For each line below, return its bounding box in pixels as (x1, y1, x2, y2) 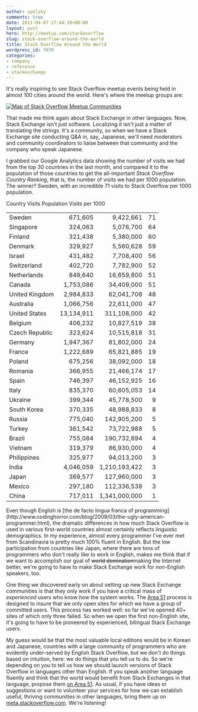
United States (9, 309, 47, 317)
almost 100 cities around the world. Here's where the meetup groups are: (6, 92, 184, 99)
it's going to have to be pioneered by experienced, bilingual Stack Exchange (6, 619, 191, 626)
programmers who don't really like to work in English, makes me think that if (6, 551, 190, 558)
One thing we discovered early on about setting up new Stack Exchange (6, 581, 181, 588)
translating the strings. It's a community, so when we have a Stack (6, 127, 167, 134)
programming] (134, 506, 170, 514)
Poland (9, 357, 28, 365)
